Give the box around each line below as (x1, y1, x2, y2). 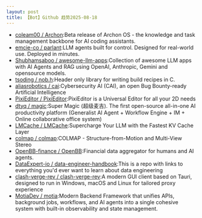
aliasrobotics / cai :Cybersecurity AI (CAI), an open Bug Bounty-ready (14, 82, 187, 89)
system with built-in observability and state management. (14, 205, 158, 212)
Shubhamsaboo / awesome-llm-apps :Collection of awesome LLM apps (14, 57, 192, 64)
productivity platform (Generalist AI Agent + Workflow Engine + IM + (14, 109, 185, 116)
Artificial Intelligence (14, 89, 66, 96)
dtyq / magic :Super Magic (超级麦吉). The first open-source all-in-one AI (14, 102, 196, 109)
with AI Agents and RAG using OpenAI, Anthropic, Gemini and (14, 63, 168, 70)
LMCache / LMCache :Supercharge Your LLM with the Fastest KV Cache (14, 122, 194, 129)
